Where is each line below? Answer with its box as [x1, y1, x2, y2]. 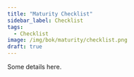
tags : [7, 23, 23, 30]
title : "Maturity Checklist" [7, 10, 93, 18]
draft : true [7, 43, 42, 50]
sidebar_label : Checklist [7, 17, 83, 24]
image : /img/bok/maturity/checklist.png [7, 37, 128, 44]
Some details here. [7, 63, 62, 71]
